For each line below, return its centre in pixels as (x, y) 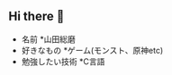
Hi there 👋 (36, 17)
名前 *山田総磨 (48, 39)
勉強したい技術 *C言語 (63, 61)
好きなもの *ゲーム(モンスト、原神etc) (92, 50)
